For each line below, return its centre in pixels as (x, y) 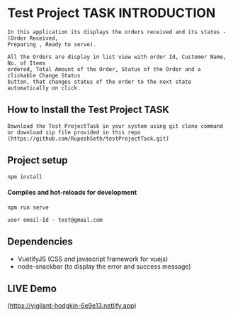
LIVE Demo (32, 288)
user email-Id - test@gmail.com (55, 220)
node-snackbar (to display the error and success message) (104, 266)
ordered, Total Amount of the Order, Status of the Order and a (104, 69)
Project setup (38, 160)
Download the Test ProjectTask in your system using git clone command (115, 126)
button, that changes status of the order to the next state (100, 82)
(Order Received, (33, 38)
